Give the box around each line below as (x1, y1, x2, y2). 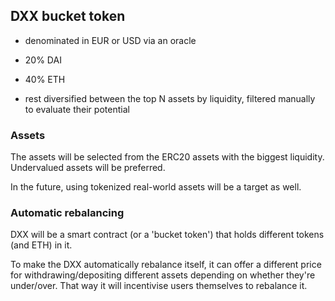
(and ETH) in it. (10, 239, 73, 251)
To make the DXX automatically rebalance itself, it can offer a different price (10, 259, 322, 271)
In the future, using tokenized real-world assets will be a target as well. (10, 181, 302, 193)
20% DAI (24, 54, 62, 66)
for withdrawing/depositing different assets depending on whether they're (10, 269, 316, 281)
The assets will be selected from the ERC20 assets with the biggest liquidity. (10, 151, 325, 163)
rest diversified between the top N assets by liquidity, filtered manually (24, 92, 316, 104)
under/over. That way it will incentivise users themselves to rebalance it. (10, 280, 308, 292)
